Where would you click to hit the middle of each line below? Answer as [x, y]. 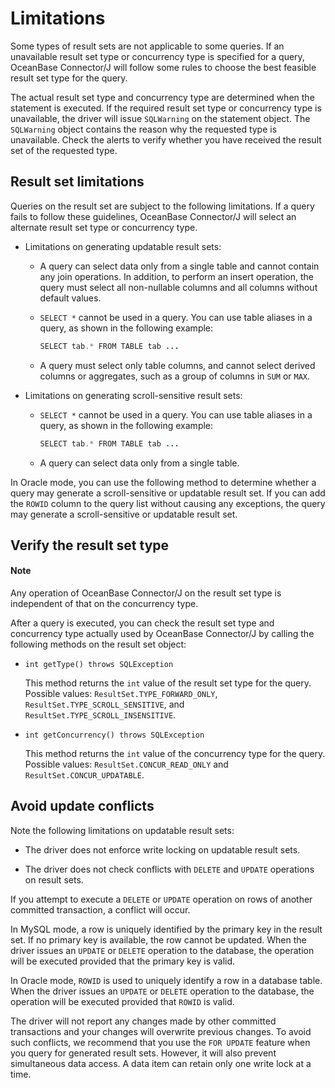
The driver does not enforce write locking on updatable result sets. [162, 849]
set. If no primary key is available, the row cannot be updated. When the [158, 939]
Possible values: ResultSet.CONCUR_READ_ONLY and [126, 764]
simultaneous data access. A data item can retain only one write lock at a [161, 1063]
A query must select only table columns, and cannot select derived [177, 365]
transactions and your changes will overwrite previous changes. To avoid [161, 1031]
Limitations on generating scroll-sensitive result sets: [133, 395]
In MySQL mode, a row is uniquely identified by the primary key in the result [166, 929]
